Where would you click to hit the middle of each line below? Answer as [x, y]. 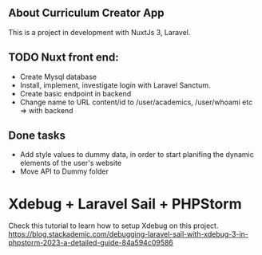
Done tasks [37, 136]
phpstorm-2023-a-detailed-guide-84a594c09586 [91, 243]
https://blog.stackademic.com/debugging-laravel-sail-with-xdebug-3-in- [129, 234]
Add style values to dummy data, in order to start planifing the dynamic [137, 155]
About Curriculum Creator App [87, 13]
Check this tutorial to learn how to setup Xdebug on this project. [113, 226]
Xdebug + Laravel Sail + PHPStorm [125, 204]
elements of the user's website [71, 163]
